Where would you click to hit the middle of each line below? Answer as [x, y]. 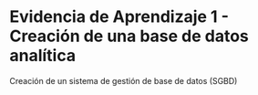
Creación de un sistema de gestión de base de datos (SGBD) [124, 80]
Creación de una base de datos [129, 36]
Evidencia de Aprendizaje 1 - [119, 17]
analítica [42, 56]
